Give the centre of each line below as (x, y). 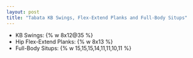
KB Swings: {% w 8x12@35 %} (54, 35)
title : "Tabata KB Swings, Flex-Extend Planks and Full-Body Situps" (97, 18)
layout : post (23, 12)
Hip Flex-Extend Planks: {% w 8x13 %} (64, 42)
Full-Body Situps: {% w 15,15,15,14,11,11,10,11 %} (73, 48)
